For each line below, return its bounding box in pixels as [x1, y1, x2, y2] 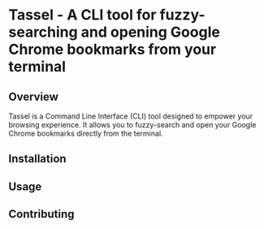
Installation [8, 152, 67, 166]
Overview [8, 89, 59, 103]
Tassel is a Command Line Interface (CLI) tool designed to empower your [8, 111, 253, 121]
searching [8, 23, 79, 41]
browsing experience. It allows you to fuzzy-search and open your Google [8, 120, 257, 129]
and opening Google [80, 23, 221, 41]
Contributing [8, 207, 75, 221]
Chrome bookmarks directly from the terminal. [8, 128, 164, 138]
